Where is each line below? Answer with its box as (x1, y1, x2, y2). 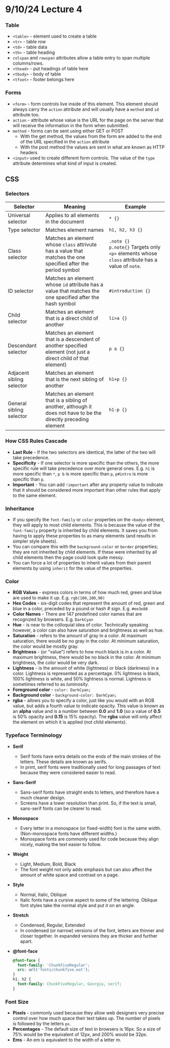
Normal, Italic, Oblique (20, 891, 67, 897)
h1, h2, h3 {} (108, 227, 143, 233)
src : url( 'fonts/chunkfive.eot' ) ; (17, 967, 90, 972)
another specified (45, 342, 88, 349)
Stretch (12, 912, 29, 918)
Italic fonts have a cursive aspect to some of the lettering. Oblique (20, 896, 158, 903)
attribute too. (12, 111, 40, 117)
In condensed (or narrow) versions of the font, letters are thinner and (20, 927, 164, 934)
